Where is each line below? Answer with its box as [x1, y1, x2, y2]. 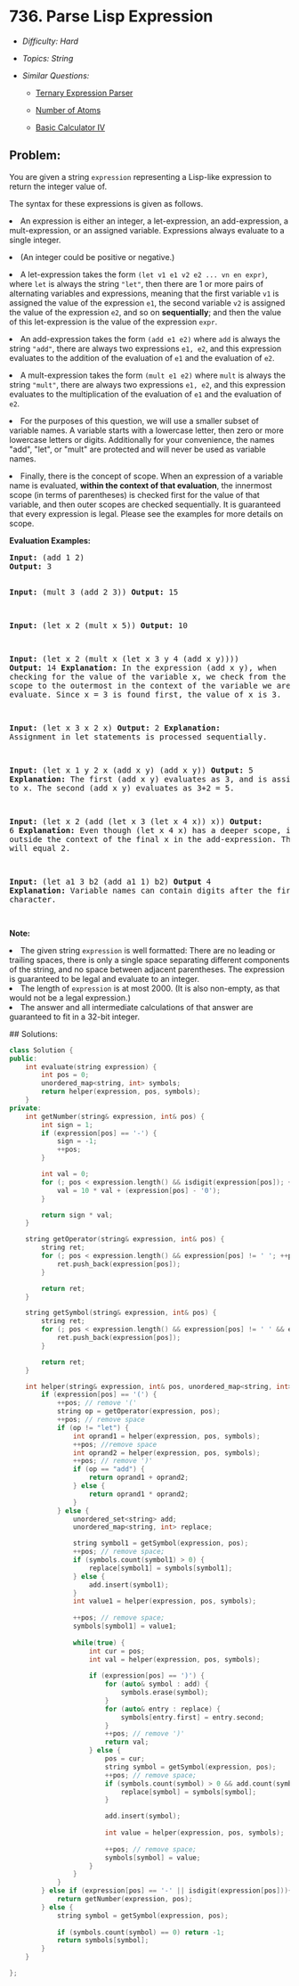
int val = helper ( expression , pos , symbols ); [88, 1655, 261, 1663]
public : [9, 1054, 38, 1063]
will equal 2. [9, 843, 71, 853]
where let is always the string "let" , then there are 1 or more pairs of [9, 278, 264, 289]
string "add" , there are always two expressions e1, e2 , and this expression [9, 343, 282, 354]
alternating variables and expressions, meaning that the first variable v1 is [9, 288, 279, 298]
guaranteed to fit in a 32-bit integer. [9, 1011, 141, 1022]
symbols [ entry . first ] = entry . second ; [120, 1712, 265, 1721]
